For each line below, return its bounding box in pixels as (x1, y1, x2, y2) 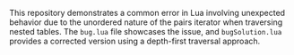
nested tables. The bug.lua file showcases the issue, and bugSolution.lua (9, 27, 282, 36)
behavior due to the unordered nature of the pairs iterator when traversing (9, 17, 283, 27)
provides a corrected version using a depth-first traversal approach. (9, 35, 261, 46)
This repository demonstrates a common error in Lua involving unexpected (9, 8, 285, 18)
